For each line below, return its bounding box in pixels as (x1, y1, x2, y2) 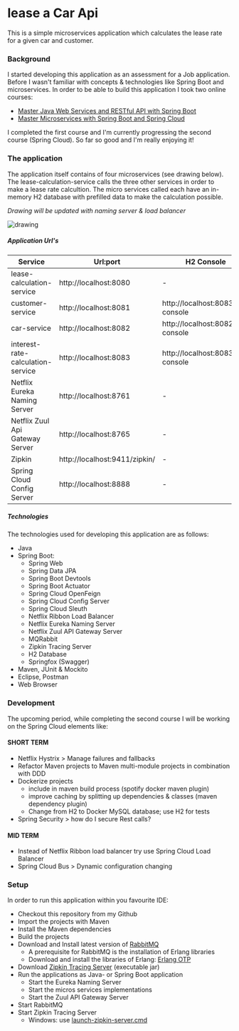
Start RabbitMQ (17, 1000, 63, 1010)
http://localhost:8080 (59, 277, 130, 287)
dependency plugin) (28, 799, 87, 808)
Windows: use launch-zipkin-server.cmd (28, 1016, 148, 1025)
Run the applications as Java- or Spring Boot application (17, 970, 184, 979)
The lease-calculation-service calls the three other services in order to (7, 177, 215, 186)
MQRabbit (28, 635, 58, 643)
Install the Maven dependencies (17, 925, 112, 933)
